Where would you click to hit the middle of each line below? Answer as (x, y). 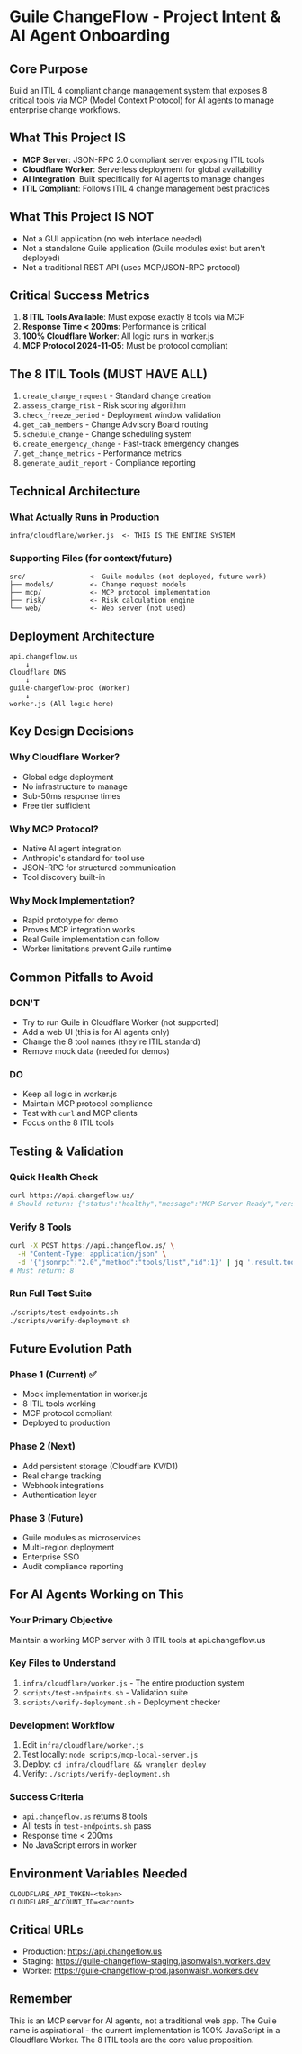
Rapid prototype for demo (70, 920)
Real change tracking (62, 1476)
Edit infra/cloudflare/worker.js (83, 1745)
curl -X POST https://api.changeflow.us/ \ (92, 1246)
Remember (41, 1999)
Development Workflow (62, 1725)
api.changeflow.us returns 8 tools (85, 1816)
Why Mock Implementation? (72, 900)
